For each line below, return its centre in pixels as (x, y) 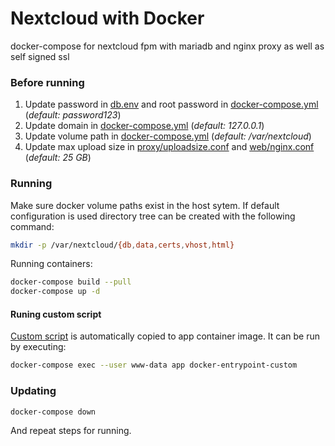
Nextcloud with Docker (107, 18)
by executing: (38, 347)
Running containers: (51, 264)
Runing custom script (56, 314)
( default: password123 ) (73, 115)
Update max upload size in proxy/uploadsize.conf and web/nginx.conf (169, 147)
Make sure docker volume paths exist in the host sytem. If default (145, 205)
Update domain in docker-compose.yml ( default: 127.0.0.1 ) (144, 126)
